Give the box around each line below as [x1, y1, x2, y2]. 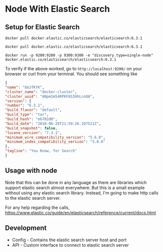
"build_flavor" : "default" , [5, 107, 62, 113]
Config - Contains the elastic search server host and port [12, 237, 127, 243]
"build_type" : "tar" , [5, 112, 49, 117]
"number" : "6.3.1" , [5, 103, 45, 108]
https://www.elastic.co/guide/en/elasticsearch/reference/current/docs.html [5, 210, 156, 215]
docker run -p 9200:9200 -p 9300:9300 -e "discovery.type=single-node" [5, 53, 153, 58]
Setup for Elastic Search [5, 23, 80, 31]
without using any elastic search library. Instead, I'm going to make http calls [5, 189, 159, 196]
